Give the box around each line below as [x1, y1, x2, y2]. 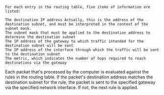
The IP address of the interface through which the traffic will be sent [5, 47, 160, 52]
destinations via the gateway [5, 60, 67, 65]
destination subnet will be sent [5, 43, 74, 48]
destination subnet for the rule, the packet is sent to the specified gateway [5, 79, 156, 85]
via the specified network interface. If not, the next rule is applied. [5, 85, 138, 90]
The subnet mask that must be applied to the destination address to [5, 30, 151, 35]
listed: [5, 9, 21, 14]
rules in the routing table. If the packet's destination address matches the [5, 74, 153, 80]
